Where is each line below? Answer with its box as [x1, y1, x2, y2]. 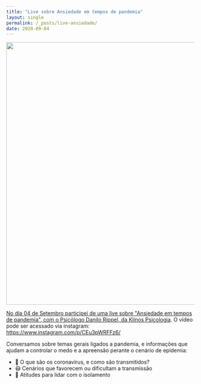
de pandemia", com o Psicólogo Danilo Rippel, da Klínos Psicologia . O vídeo [6, 316, 193, 323]
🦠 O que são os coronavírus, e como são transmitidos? [14, 358, 150, 366]
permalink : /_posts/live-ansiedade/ [6, 20, 98, 26]
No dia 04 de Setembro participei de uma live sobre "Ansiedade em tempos [6, 310, 193, 317]
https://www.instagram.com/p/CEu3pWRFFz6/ [6, 329, 121, 336]
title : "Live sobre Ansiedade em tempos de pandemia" [6, 8, 144, 15]
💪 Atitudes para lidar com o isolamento [14, 371, 111, 379]
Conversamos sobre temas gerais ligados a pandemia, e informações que [6, 340, 188, 348]
